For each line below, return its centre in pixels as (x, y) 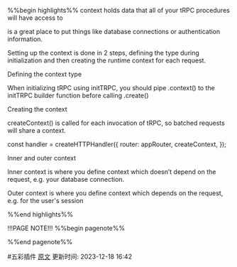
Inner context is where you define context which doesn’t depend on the (112, 172)
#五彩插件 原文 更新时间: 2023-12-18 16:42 (70, 256)
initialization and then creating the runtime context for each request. (107, 60)
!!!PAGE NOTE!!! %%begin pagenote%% (66, 228)
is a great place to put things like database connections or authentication (114, 32)
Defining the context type (45, 74)
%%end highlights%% (40, 214)
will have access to (35, 18)
